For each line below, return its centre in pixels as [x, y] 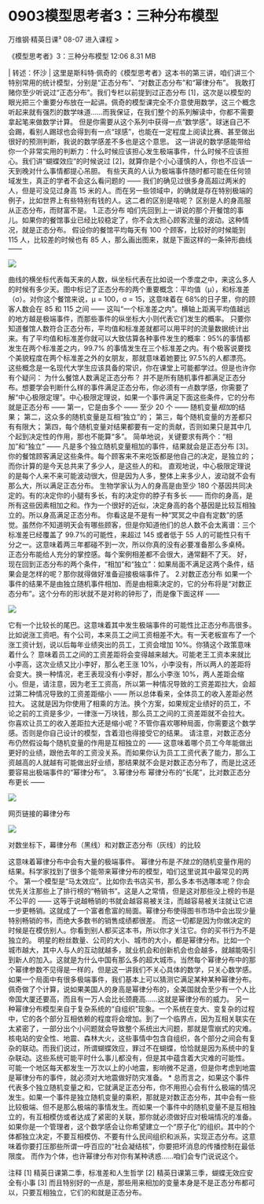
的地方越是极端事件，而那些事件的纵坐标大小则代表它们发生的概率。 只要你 [130, 318]
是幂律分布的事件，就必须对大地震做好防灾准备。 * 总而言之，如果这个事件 [129, 1078]
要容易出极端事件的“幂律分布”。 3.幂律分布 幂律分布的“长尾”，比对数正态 [126, 772]
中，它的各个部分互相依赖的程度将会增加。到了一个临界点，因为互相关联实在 [132, 1019]
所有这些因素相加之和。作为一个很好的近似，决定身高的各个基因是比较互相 [128, 505]
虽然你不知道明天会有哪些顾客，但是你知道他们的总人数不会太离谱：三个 [139, 525]
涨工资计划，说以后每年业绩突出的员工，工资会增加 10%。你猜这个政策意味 [130, 644]
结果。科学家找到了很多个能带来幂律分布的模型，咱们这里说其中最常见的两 [128, 871]
